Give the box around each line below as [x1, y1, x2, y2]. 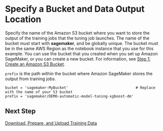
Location [5, 14, 41, 25]
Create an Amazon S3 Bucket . [5, 61, 66, 67]
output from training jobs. [5, 76, 56, 82]
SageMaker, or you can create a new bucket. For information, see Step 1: [5, 56, 151, 62]
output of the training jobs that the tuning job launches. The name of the [5, 35, 150, 41]
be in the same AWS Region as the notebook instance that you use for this [5, 45, 154, 51]
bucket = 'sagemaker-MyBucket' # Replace [5, 85, 156, 90]
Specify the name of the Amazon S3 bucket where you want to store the [5, 30, 150, 36]
